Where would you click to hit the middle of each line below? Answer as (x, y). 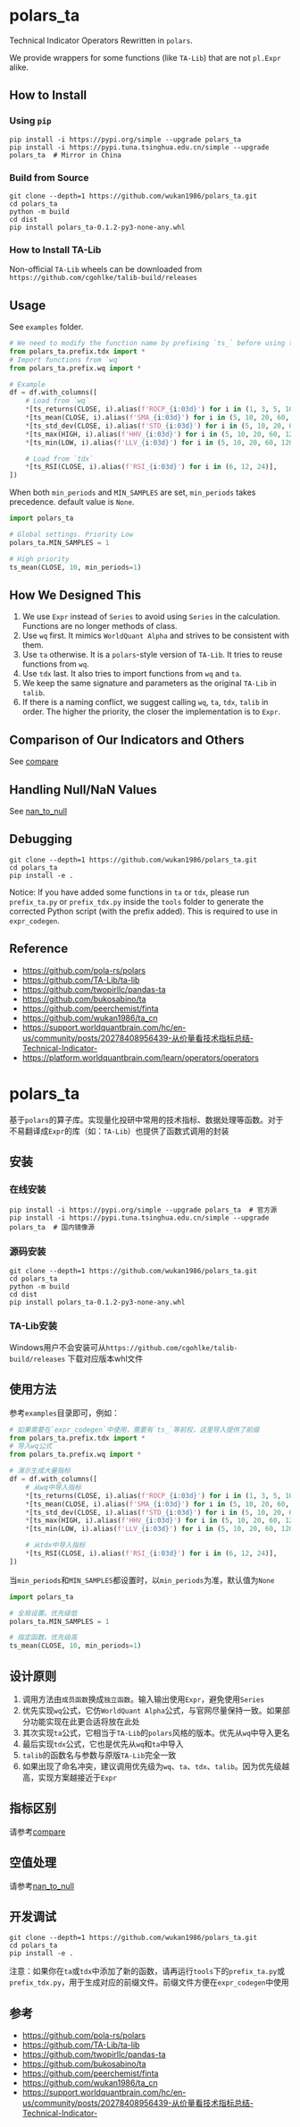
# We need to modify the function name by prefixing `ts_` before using (147, 344)
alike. (19, 67)
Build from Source (49, 177)
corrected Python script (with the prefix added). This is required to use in (144, 911)
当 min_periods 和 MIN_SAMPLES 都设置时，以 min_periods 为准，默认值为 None (142, 1579)
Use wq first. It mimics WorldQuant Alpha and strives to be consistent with (156, 635)
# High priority (39, 559)
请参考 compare (37, 1832)
